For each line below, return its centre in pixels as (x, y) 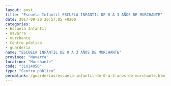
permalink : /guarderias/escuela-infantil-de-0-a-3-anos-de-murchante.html (86, 76)
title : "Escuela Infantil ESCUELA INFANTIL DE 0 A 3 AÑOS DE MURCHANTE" (84, 15)
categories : (18, 24)
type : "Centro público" (31, 71)
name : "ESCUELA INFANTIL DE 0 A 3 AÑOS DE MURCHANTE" (64, 52)
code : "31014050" (24, 66)
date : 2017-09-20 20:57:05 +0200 (41, 19)
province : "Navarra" (27, 57)
